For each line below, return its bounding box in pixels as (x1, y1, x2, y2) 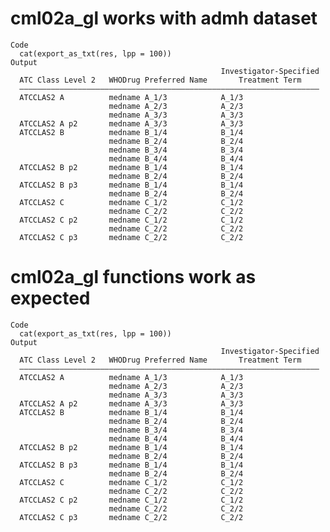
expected (10, 287, 91, 310)
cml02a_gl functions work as (10, 266, 257, 289)
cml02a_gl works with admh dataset (10, 7, 318, 30)
